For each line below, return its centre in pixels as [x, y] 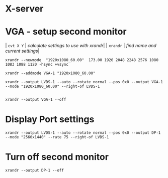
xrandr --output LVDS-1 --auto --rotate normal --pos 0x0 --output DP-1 [83, 133]
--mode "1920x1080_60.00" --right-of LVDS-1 [53, 86]
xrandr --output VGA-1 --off [36, 100]
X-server [24, 9]
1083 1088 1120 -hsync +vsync [37, 65]
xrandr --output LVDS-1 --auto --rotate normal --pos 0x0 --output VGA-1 [84, 82]
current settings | [22, 51]
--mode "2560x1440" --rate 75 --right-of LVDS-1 [57, 137]
